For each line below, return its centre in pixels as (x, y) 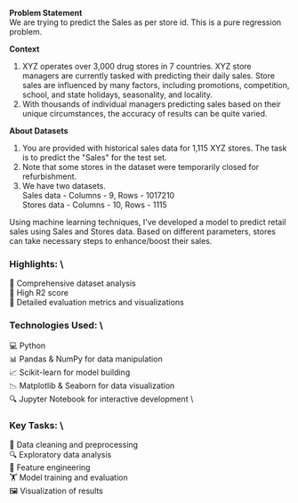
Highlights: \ (36, 264)
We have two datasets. (64, 186)
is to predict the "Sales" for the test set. (94, 158)
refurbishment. (49, 176)
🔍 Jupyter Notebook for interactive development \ (101, 399)
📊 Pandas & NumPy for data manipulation (86, 359)
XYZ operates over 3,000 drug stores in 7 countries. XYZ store (137, 66)
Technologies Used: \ (56, 326)
